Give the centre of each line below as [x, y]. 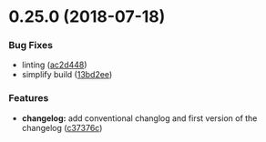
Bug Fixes [31, 46]
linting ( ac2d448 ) [54, 65]
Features [29, 98]
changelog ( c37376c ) [62, 127]
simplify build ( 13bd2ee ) [67, 75]
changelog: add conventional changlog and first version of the [139, 118]
